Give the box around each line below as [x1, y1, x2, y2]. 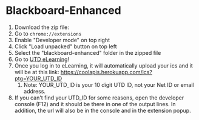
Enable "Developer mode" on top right [14, 36, 110, 43]
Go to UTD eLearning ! [14, 55, 70, 63]
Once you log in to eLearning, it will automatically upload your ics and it [14, 62, 194, 69]
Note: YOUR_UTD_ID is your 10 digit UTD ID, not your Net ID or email [23, 81, 194, 88]
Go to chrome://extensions [14, 30, 82, 37]
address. [23, 87, 46, 95]
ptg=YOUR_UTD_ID [14, 75, 62, 82]
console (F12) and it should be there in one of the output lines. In [14, 100, 177, 107]
